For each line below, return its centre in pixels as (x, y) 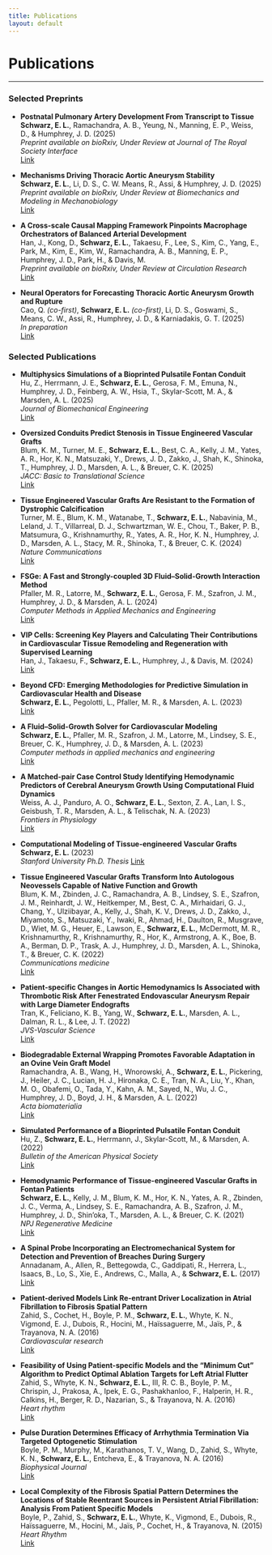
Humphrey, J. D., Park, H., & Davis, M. (83, 259)
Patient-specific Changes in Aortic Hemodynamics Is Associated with (140, 987)
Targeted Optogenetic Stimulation (79, 1442)
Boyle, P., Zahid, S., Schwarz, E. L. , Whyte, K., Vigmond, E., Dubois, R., (138, 1517)
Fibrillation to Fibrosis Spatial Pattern (84, 1307)
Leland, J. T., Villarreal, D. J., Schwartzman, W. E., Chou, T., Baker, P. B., (140, 526)
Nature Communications (61, 552)
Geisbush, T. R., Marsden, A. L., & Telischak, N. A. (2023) (115, 812)
